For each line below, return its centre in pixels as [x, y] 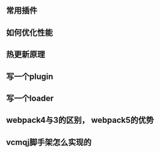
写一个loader [30, 98]
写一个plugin [30, 76]
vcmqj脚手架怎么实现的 [49, 142]
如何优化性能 [30, 32]
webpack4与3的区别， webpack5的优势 [80, 120]
